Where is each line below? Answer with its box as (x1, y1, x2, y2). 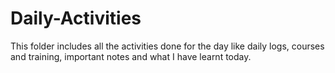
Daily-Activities (10, 7, 142, 30)
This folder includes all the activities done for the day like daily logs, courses (10, 40, 325, 52)
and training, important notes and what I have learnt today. (10, 50, 252, 62)
